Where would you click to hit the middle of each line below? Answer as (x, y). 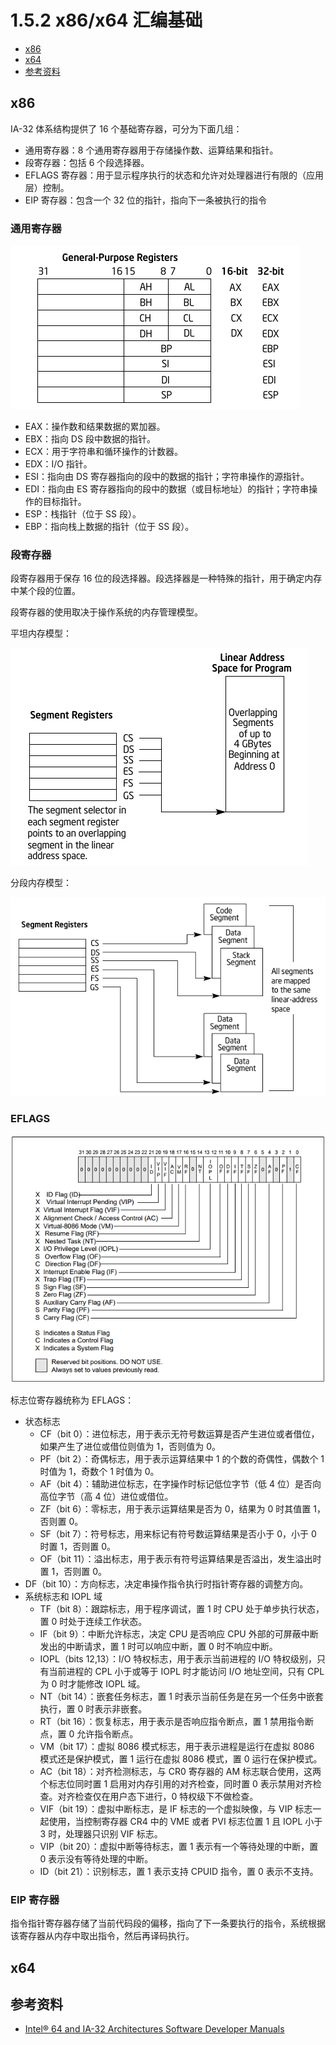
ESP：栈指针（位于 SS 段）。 (83, 514)
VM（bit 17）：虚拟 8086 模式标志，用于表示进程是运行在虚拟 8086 (177, 1746)
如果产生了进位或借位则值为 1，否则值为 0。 (130, 1446)
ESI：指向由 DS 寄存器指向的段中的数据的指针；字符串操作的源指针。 (167, 477)
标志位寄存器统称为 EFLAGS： (72, 1400)
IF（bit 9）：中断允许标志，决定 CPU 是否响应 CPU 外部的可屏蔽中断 (179, 1633)
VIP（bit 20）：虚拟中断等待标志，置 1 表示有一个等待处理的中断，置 (179, 1846)
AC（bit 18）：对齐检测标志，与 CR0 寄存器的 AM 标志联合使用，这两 (180, 1771)
